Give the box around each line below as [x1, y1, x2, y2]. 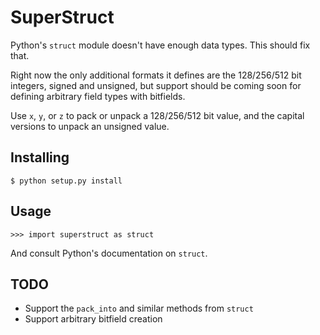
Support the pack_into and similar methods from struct [24, 302, 254, 315]
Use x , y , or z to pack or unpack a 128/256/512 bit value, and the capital [10, 109, 305, 121]
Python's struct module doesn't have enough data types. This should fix [10, 39, 311, 51]
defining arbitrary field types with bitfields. [10, 90, 186, 102]
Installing [10, 149, 70, 166]
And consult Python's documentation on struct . [10, 247, 208, 259]
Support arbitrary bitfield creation [24, 313, 163, 325]
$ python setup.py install [10, 176, 123, 186]
